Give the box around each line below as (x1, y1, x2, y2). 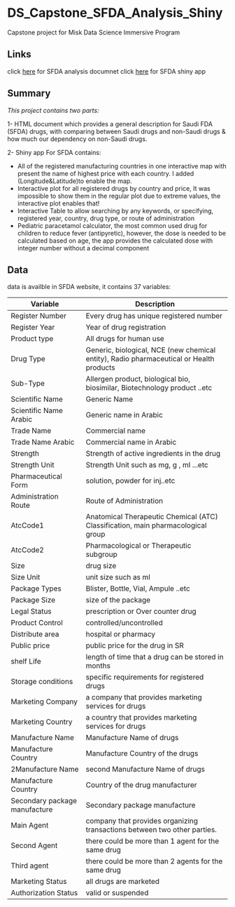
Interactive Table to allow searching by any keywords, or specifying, (17, 206, 214, 215)
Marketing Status (10, 877, 67, 887)
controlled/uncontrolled (85, 618, 163, 628)
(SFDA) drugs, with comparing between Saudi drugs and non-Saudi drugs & (7, 127, 226, 135)
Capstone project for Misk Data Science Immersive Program (7, 28, 180, 36)
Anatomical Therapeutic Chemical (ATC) (85, 512, 218, 522)
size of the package (85, 595, 151, 605)
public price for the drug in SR (85, 640, 184, 650)
